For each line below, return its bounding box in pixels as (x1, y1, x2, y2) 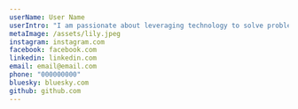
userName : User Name (9, 12, 86, 22)
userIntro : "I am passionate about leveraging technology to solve (9, 21, 264, 30)
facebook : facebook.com (9, 46, 98, 54)
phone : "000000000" (9, 70, 82, 79)
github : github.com (9, 86, 82, 95)
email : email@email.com (9, 62, 98, 71)
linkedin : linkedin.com (9, 54, 98, 62)
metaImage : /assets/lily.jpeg (9, 29, 122, 38)
